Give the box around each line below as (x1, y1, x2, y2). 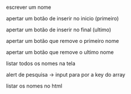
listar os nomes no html (6, 82, 63, 89)
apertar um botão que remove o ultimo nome (6, 49, 114, 56)
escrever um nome (6, 4, 51, 10)
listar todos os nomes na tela (6, 60, 76, 67)
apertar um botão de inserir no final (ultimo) (6, 26, 112, 33)
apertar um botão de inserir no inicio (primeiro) (6, 15, 119, 21)
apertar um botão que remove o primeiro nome (6, 38, 119, 44)
